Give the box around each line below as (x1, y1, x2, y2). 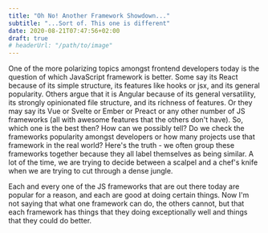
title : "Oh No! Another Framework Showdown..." (8, 11, 171, 20)
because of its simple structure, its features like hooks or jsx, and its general (8, 81, 261, 91)
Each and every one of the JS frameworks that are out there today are (8, 182, 240, 191)
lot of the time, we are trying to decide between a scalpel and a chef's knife (8, 157, 258, 167)
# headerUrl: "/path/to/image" (8, 42, 113, 50)
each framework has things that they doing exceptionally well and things (8, 207, 248, 217)
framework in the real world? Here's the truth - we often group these (8, 141, 235, 150)
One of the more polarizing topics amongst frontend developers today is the (8, 63, 259, 73)
